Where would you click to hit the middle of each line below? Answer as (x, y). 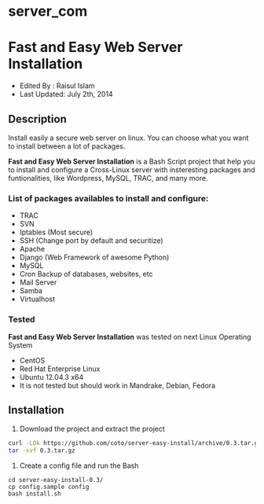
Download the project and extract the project (92, 429)
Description (37, 119)
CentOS (32, 360)
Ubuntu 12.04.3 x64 (51, 377)
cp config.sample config (49, 487)
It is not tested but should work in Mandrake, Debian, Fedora (117, 385)
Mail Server (38, 282)
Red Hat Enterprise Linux (60, 369)
